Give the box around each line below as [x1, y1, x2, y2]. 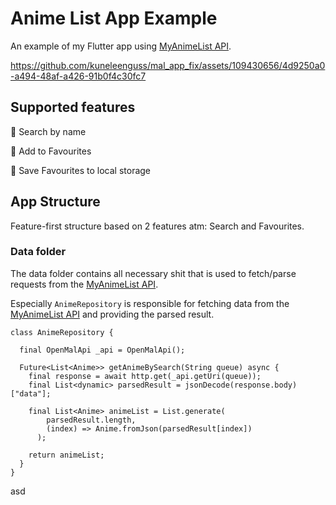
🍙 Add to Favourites [10, 145, 92, 157]
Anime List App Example [10, 7, 218, 30]
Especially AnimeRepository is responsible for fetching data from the [10, 297, 290, 309]
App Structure [10, 193, 101, 211]
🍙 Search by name [10, 125, 87, 137]
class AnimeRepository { [10, 327, 114, 337]
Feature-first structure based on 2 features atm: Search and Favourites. [10, 220, 305, 232]
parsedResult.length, [46, 415, 137, 425]
